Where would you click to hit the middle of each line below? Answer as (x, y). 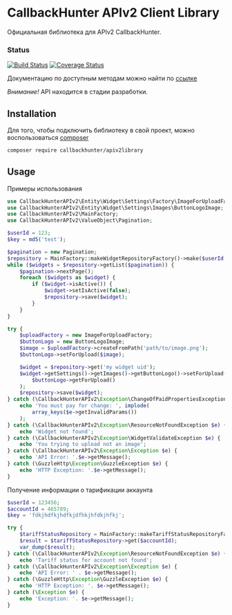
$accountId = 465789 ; (38, 509)
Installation (32, 113)
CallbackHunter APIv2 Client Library (113, 13)
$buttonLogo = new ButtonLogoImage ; (72, 342)
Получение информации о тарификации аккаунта (80, 490)
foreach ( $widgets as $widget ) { (68, 278)
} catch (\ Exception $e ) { (46, 592)
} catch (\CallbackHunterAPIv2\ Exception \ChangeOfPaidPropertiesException (117, 400)
